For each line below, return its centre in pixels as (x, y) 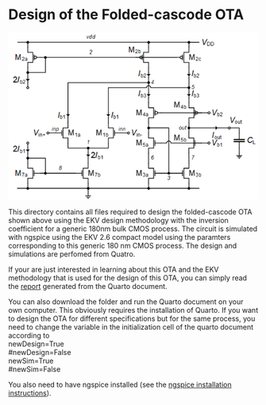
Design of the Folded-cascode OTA (126, 15)
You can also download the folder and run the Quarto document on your (126, 301)
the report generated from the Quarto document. (88, 286)
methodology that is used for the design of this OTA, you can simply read (128, 278)
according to (29, 335)
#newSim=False (35, 369)
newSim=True (31, 361)
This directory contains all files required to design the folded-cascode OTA (130, 211)
